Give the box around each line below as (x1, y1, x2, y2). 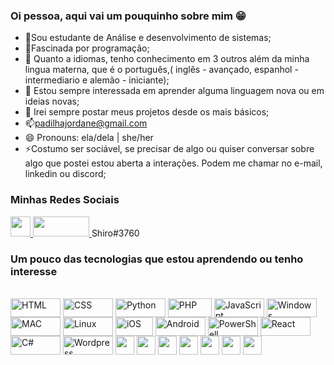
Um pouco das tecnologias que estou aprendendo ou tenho (10, 252, 304, 266)
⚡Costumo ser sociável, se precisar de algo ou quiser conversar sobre (24, 143, 315, 155)
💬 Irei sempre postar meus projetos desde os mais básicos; (24, 106, 270, 118)
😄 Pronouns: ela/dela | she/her (24, 132, 154, 144)
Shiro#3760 (91, 227, 140, 239)
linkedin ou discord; (24, 168, 107, 180)
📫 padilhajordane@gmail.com (24, 117, 148, 129)
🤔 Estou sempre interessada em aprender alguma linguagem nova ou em (24, 85, 325, 97)
